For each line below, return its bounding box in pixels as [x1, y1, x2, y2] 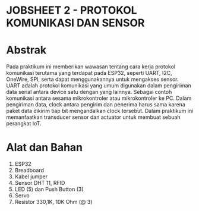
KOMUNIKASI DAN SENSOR [6, 16, 145, 30]
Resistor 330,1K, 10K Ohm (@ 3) [14, 199, 93, 206]
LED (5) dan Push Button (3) [14, 185, 84, 193]
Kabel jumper [14, 173, 48, 180]
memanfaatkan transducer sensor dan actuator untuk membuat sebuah [6, 114, 181, 121]
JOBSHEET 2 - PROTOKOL [6, 4, 138, 17]
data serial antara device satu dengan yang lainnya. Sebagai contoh [6, 89, 172, 96]
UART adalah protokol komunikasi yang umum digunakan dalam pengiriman [6, 82, 191, 89]
